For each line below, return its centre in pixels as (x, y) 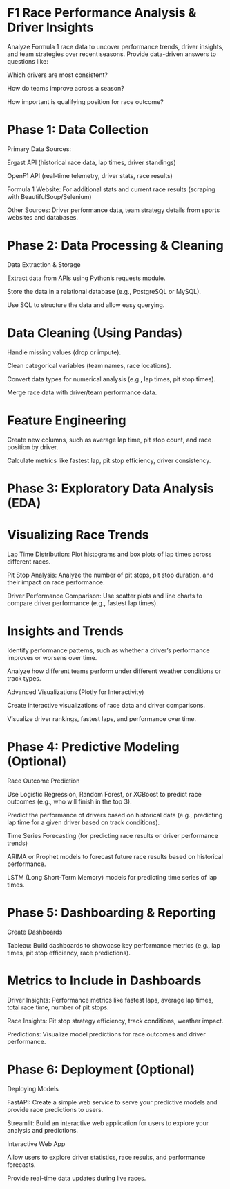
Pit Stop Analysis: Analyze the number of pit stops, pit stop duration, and (111, 575)
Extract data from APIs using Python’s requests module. (86, 278)
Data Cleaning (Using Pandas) (95, 333)
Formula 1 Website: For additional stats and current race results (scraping (111, 189)
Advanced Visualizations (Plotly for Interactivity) (76, 692)
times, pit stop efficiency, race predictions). (69, 953)
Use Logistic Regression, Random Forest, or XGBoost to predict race (104, 794)
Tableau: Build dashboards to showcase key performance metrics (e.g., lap (114, 945)
